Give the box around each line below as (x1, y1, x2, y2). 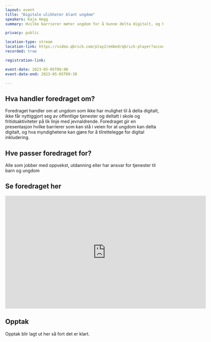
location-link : (5, 44, 37, 49)
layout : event (5, 7, 35, 13)
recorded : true (5, 49, 37, 54)
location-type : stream (5, 40, 53, 45)
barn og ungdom (5, 167, 40, 174)
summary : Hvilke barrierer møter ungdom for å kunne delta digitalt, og (5, 21, 160, 27)
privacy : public (5, 31, 39, 36)
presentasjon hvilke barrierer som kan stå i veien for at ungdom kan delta (5, 124, 156, 130)
